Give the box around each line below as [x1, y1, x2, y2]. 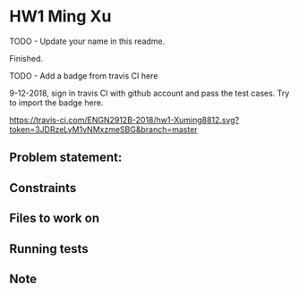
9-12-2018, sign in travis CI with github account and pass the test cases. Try [9, 88, 290, 98]
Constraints [9, 180, 77, 196]
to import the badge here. [9, 96, 104, 108]
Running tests [9, 241, 89, 256]
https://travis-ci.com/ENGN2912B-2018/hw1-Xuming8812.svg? [9, 114, 240, 125]
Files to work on [9, 211, 100, 226]
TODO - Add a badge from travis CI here [9, 70, 158, 81]
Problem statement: [9, 150, 123, 165]
